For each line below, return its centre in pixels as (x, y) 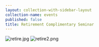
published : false (24, 19)
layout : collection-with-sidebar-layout (49, 10)
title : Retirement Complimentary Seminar (50, 24)
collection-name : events (31, 15)
